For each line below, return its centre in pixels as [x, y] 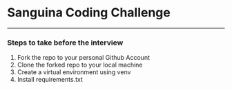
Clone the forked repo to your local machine [80, 65]
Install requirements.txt [50, 80]
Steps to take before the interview [65, 43]
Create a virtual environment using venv [74, 72]
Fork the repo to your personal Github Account [84, 58]
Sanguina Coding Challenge [89, 13]
